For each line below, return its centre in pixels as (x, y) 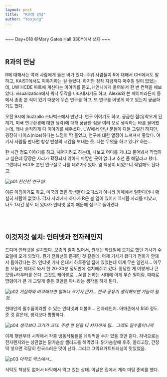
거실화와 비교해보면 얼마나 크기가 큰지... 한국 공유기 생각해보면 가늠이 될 (89, 292)
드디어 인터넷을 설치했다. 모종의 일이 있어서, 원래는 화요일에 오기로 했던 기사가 (81, 250)
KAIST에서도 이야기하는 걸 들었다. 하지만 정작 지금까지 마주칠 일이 (80, 81)
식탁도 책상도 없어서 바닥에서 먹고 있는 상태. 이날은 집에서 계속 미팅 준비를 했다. (82, 370)
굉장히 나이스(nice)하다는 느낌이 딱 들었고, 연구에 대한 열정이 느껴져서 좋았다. (80, 135)
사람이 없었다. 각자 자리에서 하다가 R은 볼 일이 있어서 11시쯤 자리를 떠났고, (86, 198)
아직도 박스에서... (36, 359)
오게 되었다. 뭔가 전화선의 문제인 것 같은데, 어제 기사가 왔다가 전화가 (84, 256)
